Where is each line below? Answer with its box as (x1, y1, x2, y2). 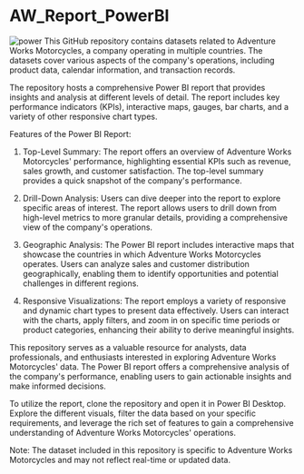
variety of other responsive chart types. (9, 111, 158, 122)
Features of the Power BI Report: (9, 128, 132, 139)
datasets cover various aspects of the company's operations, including (9, 54, 275, 65)
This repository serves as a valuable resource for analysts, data (9, 341, 247, 352)
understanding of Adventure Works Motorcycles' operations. (9, 427, 236, 438)
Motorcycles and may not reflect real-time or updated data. (9, 454, 231, 465)
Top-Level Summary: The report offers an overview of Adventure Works (22, 146, 292, 157)
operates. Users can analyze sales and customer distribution (22, 258, 250, 269)
